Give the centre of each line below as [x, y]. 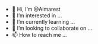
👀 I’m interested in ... [37, 15]
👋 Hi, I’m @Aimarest [36, 9]
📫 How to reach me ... [39, 35]
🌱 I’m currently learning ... [43, 22]
